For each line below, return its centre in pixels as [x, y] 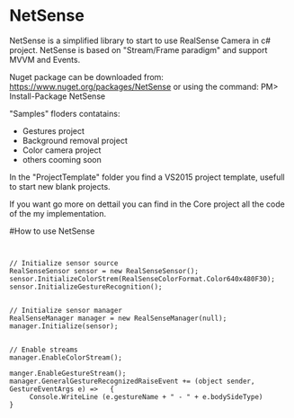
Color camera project [62, 150]
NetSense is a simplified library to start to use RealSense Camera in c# [140, 40]
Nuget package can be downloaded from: [87, 76]
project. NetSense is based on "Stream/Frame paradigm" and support [138, 49]
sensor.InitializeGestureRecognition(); [86, 287]
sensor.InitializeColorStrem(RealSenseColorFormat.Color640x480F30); [143, 279]
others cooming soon [62, 159]
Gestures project [53, 130]
